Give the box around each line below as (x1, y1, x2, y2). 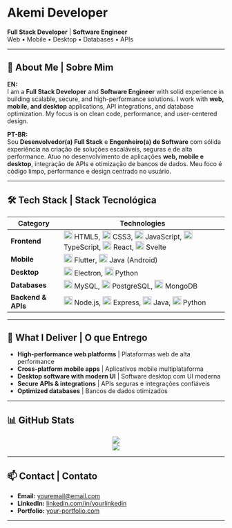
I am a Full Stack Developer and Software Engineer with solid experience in (7, 87, 224, 95)
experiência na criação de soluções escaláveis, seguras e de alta (7, 145, 193, 153)
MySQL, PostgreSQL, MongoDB (74, 281, 198, 291)
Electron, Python (74, 268, 139, 277)
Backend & (10, 292, 47, 302)
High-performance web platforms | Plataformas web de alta (17, 350, 191, 358)
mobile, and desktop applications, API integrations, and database (7, 102, 194, 110)
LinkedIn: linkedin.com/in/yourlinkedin (17, 500, 127, 507)
